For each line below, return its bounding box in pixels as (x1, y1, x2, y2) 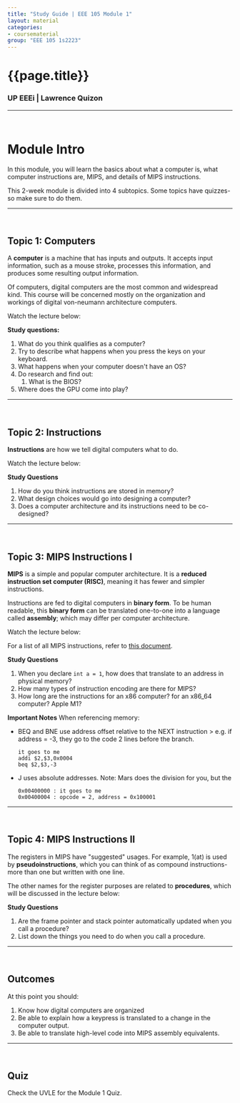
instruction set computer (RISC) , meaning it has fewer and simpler (7, 577, 205, 585)
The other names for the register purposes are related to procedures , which (7, 881, 231, 890)
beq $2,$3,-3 (17, 761, 57, 768)
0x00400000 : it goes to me (17, 787, 101, 795)
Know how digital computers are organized (17, 1006, 145, 1014)
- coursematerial (7, 30, 59, 38)
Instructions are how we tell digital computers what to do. (7, 445, 179, 454)
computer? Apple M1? (17, 699, 82, 707)
